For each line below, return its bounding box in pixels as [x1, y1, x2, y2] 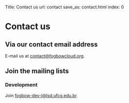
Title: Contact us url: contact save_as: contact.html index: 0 [5, 4, 124, 10]
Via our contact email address [5, 40, 98, 48]
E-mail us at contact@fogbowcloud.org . [5, 53, 85, 59]
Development [5, 82, 38, 88]
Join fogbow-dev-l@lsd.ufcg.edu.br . [5, 92, 78, 98]
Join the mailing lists [5, 67, 69, 75]
